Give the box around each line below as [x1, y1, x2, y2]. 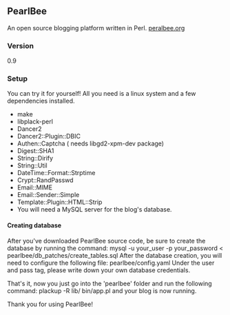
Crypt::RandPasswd [17, 176, 74, 185]
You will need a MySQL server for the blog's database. [17, 205, 172, 214]
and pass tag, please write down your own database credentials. [7, 265, 191, 274]
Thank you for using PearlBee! [7, 300, 93, 308]
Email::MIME [17, 183, 53, 192]
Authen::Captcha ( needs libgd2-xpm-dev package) [17, 139, 164, 148]
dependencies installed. [7, 96, 75, 105]
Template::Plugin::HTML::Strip [17, 198, 103, 206]
